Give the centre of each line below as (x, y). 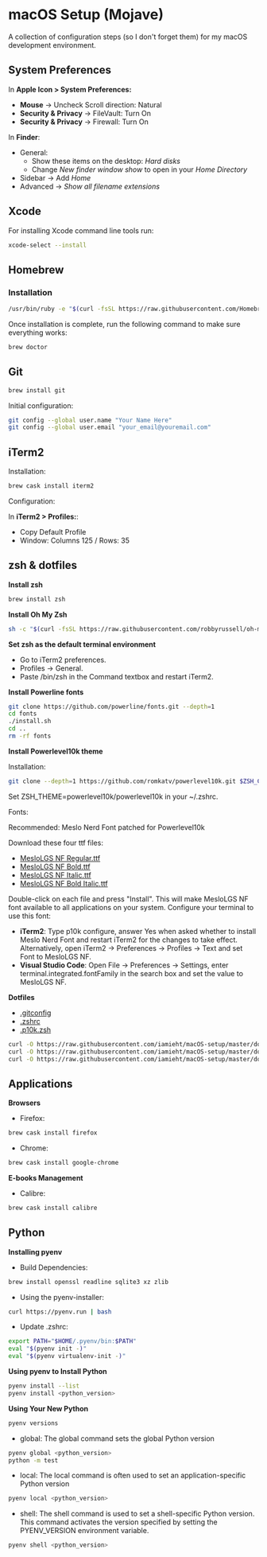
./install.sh (30, 722)
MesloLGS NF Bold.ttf (55, 866)
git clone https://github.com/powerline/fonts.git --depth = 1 (112, 706)
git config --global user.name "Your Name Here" (90, 420)
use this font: (30, 916)
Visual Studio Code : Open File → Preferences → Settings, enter (124, 965)
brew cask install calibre (53, 1208)
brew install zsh (37, 599)
